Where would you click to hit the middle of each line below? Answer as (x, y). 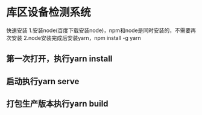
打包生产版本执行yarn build (57, 104)
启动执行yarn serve (43, 81)
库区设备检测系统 (49, 12)
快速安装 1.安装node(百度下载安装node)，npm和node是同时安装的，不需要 (99, 30)
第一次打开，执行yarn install (59, 59)
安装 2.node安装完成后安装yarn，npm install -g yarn (76, 38)
